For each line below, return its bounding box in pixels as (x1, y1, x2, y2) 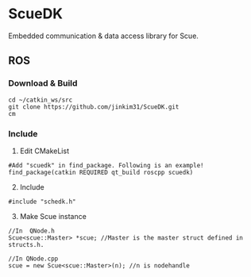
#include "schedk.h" (8, 198, 77, 206)
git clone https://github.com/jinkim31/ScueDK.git (8, 102, 180, 111)
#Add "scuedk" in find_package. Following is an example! (8, 161, 204, 169)
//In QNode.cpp (8, 255, 59, 263)
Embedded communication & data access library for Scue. (8, 31, 199, 40)
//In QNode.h (8, 227, 56, 235)
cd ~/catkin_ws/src (8, 96, 73, 104)
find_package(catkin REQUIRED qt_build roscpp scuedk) (8, 168, 194, 176)
